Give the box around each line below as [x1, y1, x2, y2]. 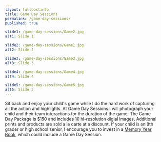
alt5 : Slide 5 [5, 87, 34, 92]
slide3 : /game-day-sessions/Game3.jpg [5, 56, 84, 61]
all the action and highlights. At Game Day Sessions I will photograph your [5, 106, 154, 111]
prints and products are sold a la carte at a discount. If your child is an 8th [5, 121, 154, 127]
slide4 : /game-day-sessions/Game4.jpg [5, 69, 84, 74]
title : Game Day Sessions [5, 12, 58, 17]
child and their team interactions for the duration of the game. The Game [5, 111, 151, 117]
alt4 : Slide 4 [5, 74, 34, 79]
